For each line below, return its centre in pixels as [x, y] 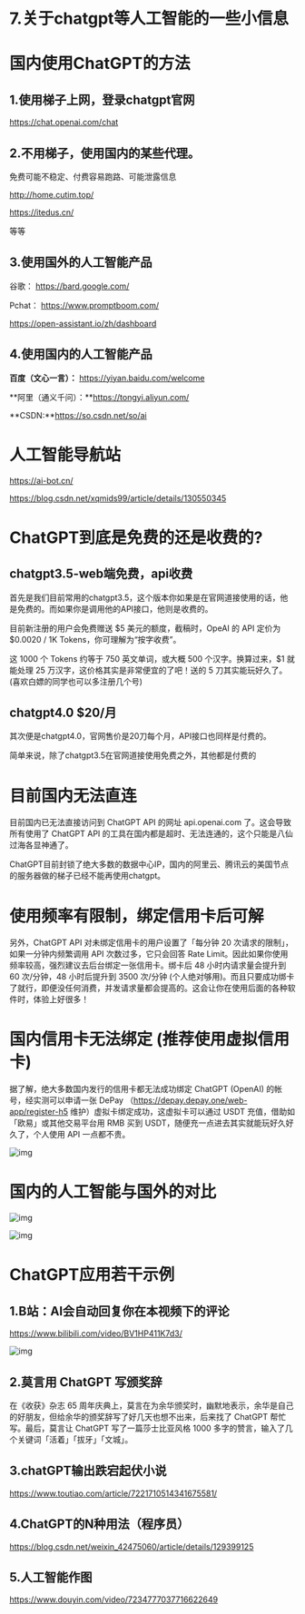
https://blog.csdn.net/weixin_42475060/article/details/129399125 [132, 1546]
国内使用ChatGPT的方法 [100, 64]
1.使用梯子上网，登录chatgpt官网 [102, 99]
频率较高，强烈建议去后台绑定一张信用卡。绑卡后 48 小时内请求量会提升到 [148, 965]
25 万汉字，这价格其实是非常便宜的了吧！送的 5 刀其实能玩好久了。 [161, 670]
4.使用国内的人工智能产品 [81, 354]
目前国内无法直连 [74, 796]
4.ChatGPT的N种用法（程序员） [99, 1525]
